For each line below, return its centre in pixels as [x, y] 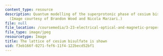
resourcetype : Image [26, 37]
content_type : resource [29, 9]
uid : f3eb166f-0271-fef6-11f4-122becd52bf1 [50, 46]
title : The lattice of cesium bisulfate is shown [56, 41]
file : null [16, 23]
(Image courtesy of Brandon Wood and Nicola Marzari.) [66, 19]
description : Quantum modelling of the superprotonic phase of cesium [78, 14]
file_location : [20, 28]
